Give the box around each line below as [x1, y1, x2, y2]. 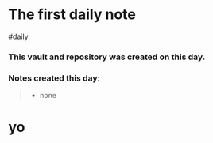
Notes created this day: [8, 73, 101, 84]
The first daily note [8, 6, 137, 24]
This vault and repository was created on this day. [8, 51, 206, 62]
